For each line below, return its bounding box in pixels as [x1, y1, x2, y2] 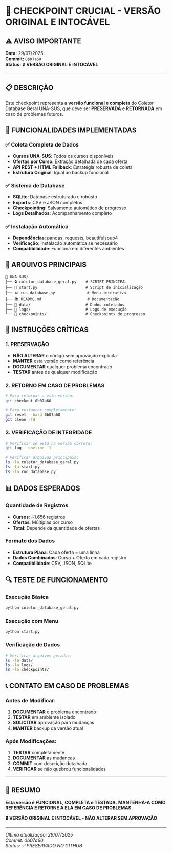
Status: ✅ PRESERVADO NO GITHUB [5, 843, 83, 849]
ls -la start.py [5, 464, 40, 470]
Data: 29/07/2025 [5, 50, 44, 56]
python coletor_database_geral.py [5, 605, 79, 610]
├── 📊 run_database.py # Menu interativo [5, 290, 126, 295]
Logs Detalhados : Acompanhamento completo [12, 210, 112, 216]
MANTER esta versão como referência [12, 358, 95, 364]
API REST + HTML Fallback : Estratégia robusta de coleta [12, 164, 133, 170]
